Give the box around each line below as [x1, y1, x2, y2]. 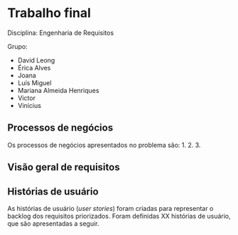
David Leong [17, 55, 55, 65]
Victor [17, 94, 36, 102]
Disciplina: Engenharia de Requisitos [7, 28, 114, 37]
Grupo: [7, 42, 28, 50]
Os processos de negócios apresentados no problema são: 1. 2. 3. [7, 141, 201, 149]
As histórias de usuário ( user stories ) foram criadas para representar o [7, 204, 214, 212]
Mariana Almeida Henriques [17, 86, 99, 94]
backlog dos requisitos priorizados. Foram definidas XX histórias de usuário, [7, 212, 231, 220]
